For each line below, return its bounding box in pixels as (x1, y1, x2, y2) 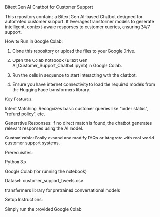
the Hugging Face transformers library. (12, 87, 90, 92)
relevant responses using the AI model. (5, 125, 84, 131)
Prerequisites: (5, 150, 33, 155)
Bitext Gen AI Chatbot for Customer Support (5, 4, 93, 10)
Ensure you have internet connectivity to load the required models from (12, 81, 155, 87)
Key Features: (5, 96, 33, 102)
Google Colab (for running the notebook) (5, 168, 87, 174)
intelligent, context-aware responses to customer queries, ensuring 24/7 (5, 24, 150, 30)
